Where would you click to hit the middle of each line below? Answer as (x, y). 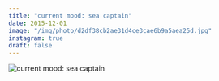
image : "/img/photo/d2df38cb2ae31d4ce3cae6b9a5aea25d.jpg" (110, 30)
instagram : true (36, 38)
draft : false (30, 46)
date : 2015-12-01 (38, 23)
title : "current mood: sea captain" (70, 16)
